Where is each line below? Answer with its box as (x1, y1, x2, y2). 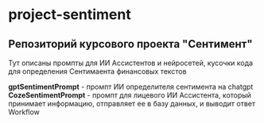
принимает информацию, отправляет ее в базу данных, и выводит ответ (8, 99, 256, 108)
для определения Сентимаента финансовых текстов (8, 67, 187, 76)
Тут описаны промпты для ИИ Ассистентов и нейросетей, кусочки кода (8, 58, 253, 67)
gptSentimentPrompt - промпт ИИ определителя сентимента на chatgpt (8, 82, 254, 91)
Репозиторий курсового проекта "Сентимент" (8, 37, 253, 51)
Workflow (8, 107, 40, 117)
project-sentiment (8, 6, 131, 24)
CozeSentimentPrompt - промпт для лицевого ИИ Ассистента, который (8, 90, 252, 100)
